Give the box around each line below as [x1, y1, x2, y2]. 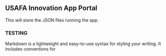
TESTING [5, 29, 28, 36]
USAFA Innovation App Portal [5, 4, 98, 12]
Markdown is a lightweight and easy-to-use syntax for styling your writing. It [5, 41, 161, 47]
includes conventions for [5, 46, 56, 52]
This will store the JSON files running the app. [5, 17, 99, 23]
